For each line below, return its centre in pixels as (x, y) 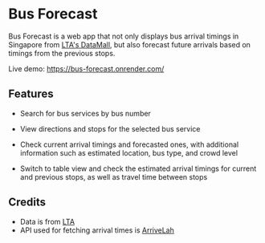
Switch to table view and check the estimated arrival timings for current (138, 168)
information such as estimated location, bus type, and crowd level (129, 152)
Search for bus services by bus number (85, 113)
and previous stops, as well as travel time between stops (114, 176)
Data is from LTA (47, 221)
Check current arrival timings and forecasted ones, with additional (129, 144)
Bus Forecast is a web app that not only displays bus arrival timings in (124, 36)
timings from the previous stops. (62, 53)
